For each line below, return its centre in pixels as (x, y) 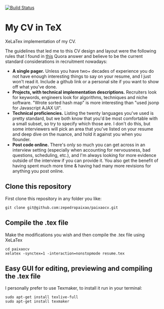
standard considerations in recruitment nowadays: (56, 61)
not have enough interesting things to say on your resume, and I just (82, 76)
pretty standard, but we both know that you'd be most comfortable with (85, 118)
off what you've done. (35, 87)
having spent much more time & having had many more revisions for (82, 165)
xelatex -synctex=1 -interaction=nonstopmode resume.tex (65, 253)
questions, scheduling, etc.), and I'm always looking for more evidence (84, 155)
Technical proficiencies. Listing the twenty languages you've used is (83, 113)
